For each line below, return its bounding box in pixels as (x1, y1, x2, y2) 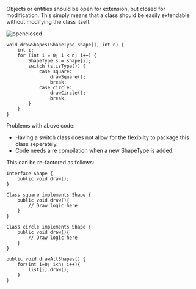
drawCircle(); (49, 90, 86, 96)
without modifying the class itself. (6, 18, 91, 25)
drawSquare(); (49, 74, 86, 80)
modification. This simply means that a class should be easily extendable (6, 12, 191, 19)
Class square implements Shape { (6, 192, 92, 198)
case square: (38, 68, 72, 75)
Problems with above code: (6, 122, 75, 129)
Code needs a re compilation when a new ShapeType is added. (15, 147, 174, 154)
